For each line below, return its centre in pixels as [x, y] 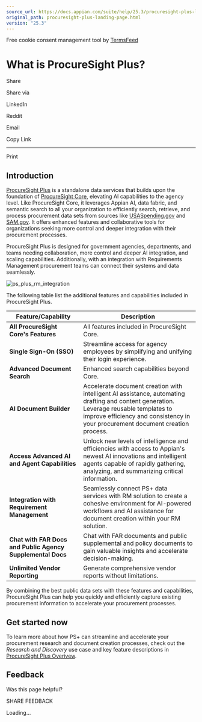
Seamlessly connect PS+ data [125, 489]
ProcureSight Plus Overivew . [41, 656]
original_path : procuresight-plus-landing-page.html [74, 17]
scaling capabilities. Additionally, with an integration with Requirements [94, 259]
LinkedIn [17, 104]
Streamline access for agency [125, 344]
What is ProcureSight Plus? [76, 64]
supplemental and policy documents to [138, 543]
